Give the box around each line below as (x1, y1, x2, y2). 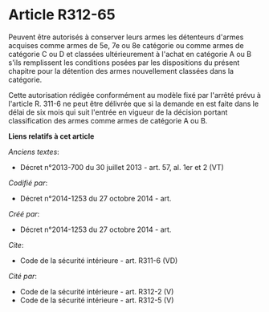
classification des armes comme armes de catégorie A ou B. (8, 115, 208, 125)
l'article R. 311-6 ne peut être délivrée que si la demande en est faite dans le (8, 99, 259, 108)
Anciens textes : (8, 147, 60, 156)
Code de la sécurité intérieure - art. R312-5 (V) (19, 295, 174, 305)
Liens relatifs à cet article (8, 131, 95, 141)
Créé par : (8, 209, 40, 218)
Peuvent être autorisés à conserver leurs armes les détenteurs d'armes (8, 32, 244, 42)
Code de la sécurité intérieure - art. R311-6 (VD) (19, 255, 178, 265)
